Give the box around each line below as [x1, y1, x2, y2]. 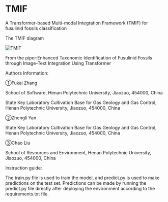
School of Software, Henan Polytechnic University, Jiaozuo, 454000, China [5, 89, 163, 95]
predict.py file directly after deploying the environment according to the [5, 185, 155, 191]
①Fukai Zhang [5, 80, 38, 86]
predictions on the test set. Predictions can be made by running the [5, 180, 147, 186]
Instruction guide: [5, 164, 42, 171]
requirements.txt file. [5, 191, 49, 197]
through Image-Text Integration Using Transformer [5, 60, 111, 66]
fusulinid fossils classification [5, 25, 67, 31]
